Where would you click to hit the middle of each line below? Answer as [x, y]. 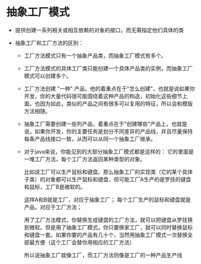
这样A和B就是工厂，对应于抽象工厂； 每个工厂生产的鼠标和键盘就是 [107, 199]
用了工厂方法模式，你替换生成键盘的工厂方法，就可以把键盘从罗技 [106, 220]
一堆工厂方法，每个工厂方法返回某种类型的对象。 [85, 159]
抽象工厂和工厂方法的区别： [49, 43]
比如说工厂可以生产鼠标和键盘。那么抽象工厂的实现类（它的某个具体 [108, 172]
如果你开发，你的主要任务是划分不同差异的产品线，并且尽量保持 [114, 131]
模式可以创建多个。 [48, 76]
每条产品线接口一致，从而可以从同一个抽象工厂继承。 [90, 139]
